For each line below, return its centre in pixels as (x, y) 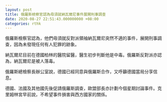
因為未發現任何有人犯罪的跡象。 (46, 45)
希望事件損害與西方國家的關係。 (77, 95)
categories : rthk (23, 24)
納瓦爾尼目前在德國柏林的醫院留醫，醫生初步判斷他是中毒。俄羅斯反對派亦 (81, 55)
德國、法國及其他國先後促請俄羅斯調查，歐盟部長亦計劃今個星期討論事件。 (81, 88)
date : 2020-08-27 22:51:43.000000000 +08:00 (52, 19)
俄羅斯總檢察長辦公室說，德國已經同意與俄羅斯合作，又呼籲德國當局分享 (79, 72)
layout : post (19, 10)
